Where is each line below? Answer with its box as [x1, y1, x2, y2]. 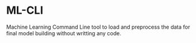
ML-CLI [6, 4, 43, 17]
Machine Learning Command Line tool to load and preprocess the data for [6, 23, 191, 30]
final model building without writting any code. [6, 29, 122, 36]
